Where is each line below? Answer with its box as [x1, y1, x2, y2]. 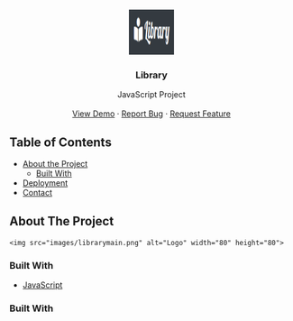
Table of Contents [9, 134, 113, 150]
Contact [22, 188, 52, 198]
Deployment [22, 178, 69, 188]
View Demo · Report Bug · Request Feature [71, 108, 232, 119]
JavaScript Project [116, 89, 187, 100]
